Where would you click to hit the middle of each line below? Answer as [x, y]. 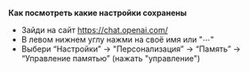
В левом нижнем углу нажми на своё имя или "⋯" [117, 40]
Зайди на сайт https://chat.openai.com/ [94, 30]
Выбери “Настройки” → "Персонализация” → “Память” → [131, 49]
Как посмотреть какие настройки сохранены [98, 13]
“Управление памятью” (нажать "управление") [111, 58]
